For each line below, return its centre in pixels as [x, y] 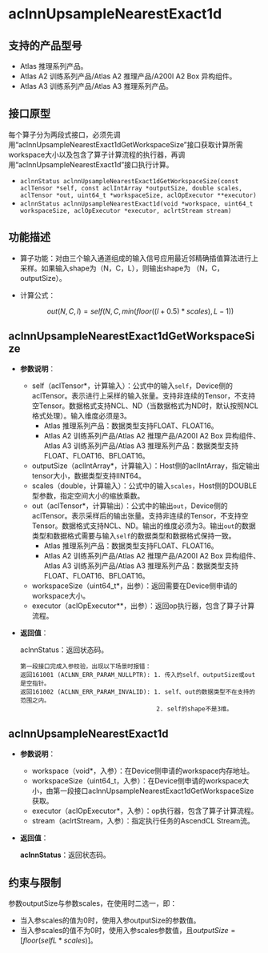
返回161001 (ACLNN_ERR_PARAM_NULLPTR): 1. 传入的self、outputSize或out [138, 675]
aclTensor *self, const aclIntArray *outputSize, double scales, [131, 188]
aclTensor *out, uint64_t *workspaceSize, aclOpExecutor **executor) [138, 195]
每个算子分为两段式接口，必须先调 [64, 134]
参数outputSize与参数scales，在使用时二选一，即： [93, 903]
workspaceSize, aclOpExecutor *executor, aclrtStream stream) [126, 210]
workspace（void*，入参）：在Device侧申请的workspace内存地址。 [143, 771]
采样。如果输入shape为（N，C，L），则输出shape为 [105, 268]
